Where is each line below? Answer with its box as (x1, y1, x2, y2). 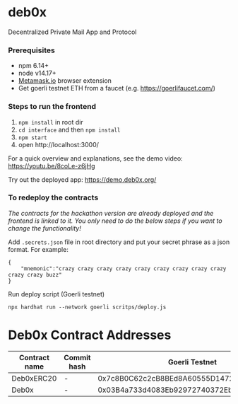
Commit (64, 352, 91, 362)
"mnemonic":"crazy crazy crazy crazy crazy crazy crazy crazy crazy (20, 265, 227, 272)
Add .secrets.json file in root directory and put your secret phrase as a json (8, 238, 230, 246)
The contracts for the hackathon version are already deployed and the (8, 209, 214, 217)
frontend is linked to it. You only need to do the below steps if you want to (8, 217, 222, 225)
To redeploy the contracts (8, 192, 99, 202)
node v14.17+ (18, 69, 56, 78)
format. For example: (8, 245, 69, 253)
